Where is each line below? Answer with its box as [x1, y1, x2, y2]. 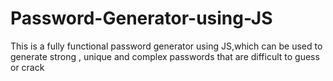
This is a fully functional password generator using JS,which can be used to [10, 40, 323, 52]
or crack [10, 61, 45, 73]
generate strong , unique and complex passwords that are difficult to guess [10, 50, 320, 62]
